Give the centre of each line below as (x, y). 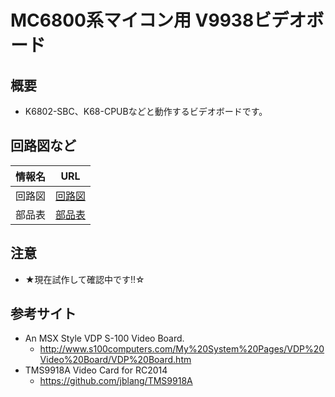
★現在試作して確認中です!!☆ (84, 279)
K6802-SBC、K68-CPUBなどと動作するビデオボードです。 (146, 111)
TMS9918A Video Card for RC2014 (96, 370)
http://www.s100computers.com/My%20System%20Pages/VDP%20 (182, 349)
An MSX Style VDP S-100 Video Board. (104, 338)
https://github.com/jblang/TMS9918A (116, 381)
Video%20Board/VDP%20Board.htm (115, 360)
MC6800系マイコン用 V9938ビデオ (158, 20)
